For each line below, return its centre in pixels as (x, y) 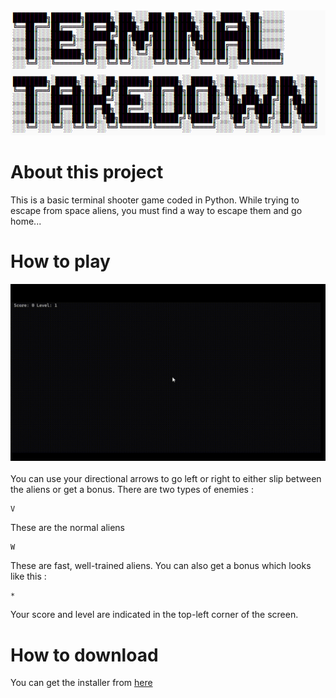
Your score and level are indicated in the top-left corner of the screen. (154, 615)
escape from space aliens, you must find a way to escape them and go (156, 210)
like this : (28, 576)
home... (26, 221)
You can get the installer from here (81, 683)
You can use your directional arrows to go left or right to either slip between (166, 479)
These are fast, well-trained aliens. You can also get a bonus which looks (161, 566)
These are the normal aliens (67, 528)
